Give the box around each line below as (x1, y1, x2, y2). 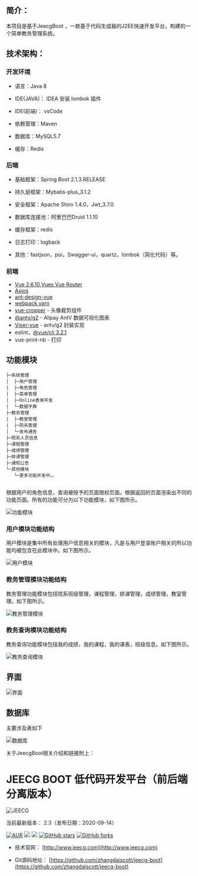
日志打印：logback (14, 238, 61, 245)
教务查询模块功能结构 (6, 626, 67, 634)
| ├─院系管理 (6, 422, 37, 428)
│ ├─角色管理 (6, 385, 37, 391)
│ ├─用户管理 (6, 378, 37, 385)
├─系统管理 (6, 372, 29, 378)
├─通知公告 (6, 460, 29, 466)
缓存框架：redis (14, 226, 53, 233)
